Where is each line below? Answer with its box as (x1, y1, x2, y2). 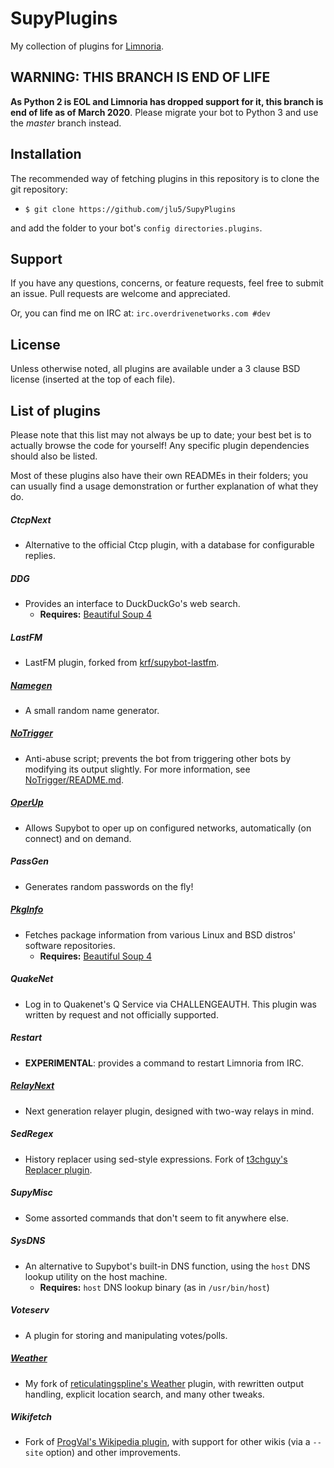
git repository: (10, 183, 68, 195)
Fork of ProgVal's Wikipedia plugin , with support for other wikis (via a (24, 1436, 311, 1448)
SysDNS (10, 1235, 46, 1247)
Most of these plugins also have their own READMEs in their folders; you (10, 470, 308, 481)
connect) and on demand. (24, 832, 132, 844)
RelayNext (10, 1080, 55, 1092)
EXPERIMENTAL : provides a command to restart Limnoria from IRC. (24, 1057, 304, 1069)
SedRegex (10, 1128, 54, 1140)
